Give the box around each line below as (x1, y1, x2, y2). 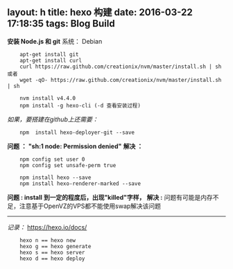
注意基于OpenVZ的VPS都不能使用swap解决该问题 (19, 202, 162, 210)
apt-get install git (19, 51, 79, 58)
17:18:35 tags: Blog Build (7, 18, 116, 30)
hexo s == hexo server (19, 249, 85, 256)
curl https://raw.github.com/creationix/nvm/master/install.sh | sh (19, 63, 222, 70)
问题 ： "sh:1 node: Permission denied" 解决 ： (7, 141, 144, 150)
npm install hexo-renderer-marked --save (19, 180, 141, 187)
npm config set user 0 (19, 155, 85, 163)
